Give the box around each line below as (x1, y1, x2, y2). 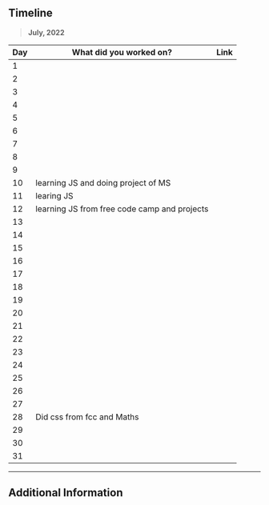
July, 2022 (27, 27, 65, 37)
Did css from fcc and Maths (35, 411, 139, 423)
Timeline (8, 6, 54, 20)
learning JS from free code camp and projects (35, 203, 209, 214)
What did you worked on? (71, 46, 172, 58)
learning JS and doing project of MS (35, 177, 171, 188)
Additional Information (8, 486, 123, 499)
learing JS (35, 190, 74, 201)
